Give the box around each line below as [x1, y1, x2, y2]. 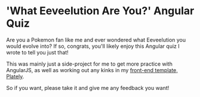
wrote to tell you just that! [6, 48, 69, 56]
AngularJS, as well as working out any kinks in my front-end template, [6, 66, 178, 73]
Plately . [6, 73, 24, 80]
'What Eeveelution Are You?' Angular [6, 4, 195, 18]
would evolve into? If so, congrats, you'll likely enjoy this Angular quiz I [6, 43, 180, 50]
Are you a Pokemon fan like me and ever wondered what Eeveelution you [6, 36, 186, 43]
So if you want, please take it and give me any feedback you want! [6, 84, 170, 91]
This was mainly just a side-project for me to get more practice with [6, 60, 173, 67]
